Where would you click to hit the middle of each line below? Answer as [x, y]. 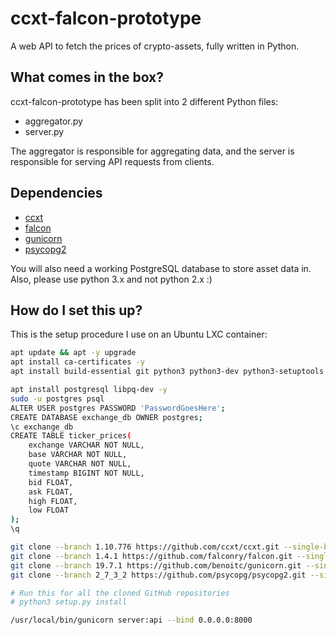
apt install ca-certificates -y [77, 362]
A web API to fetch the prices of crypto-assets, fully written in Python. [155, 46]
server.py [44, 131]
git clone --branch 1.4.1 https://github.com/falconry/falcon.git [151, 556]
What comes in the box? [87, 77]
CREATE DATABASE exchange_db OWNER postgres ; [106, 417]
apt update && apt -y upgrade [73, 353]
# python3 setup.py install [69, 602]
